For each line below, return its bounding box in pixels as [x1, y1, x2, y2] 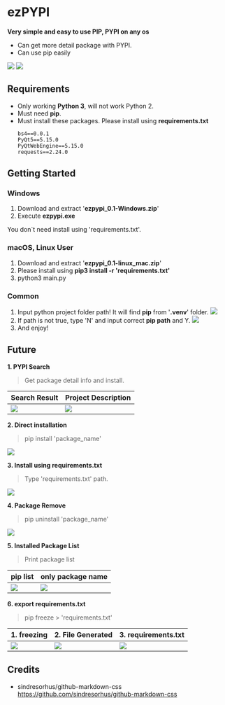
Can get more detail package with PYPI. [17, 41, 132, 49]
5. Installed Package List [7, 541, 80, 550]
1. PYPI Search [7, 362, 50, 371]
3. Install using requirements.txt [7, 461, 103, 469]
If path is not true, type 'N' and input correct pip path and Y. [17, 316, 191, 325]
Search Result [10, 393, 59, 403]
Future [7, 344, 37, 356]
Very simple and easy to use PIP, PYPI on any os [7, 27, 150, 36]
